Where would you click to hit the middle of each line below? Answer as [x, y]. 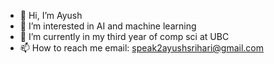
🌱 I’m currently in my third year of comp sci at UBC [124, 36]
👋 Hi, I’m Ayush [51, 15]
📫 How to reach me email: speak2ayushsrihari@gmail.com [141, 48]
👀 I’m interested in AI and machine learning [108, 26]
